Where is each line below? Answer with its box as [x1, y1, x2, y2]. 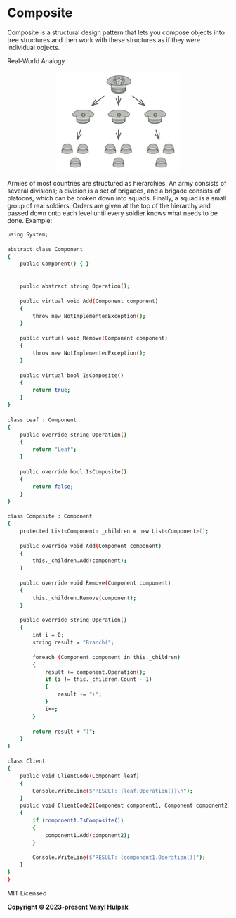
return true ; [32, 387, 71, 394]
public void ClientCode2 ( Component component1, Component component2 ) [20, 802, 231, 810]
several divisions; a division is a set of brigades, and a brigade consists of [7, 186, 221, 195]
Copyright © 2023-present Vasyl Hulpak [7, 903, 129, 911]
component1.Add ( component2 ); [44, 831, 131, 839]
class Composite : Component [7, 513, 93, 520]
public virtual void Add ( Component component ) [20, 298, 159, 305]
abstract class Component [7, 246, 83, 253]
